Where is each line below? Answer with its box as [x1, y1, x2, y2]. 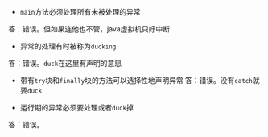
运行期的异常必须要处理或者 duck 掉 [19, 103, 134, 112]
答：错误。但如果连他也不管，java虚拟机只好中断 [8, 24, 171, 34]
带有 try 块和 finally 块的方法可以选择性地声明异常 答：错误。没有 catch [19, 76, 254, 85]
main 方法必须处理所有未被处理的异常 [19, 7, 141, 16]
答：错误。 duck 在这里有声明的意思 [8, 59, 122, 68]
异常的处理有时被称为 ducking [19, 41, 117, 51]
